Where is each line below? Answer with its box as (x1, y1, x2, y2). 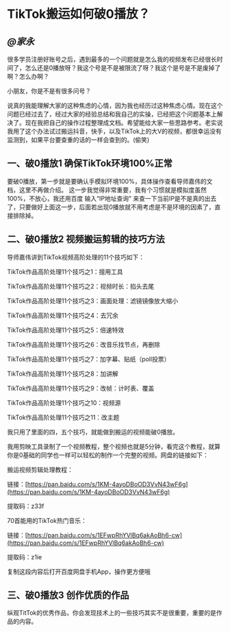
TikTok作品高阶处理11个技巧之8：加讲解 (7, 369, 118, 378)
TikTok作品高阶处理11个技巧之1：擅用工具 (7, 267, 123, 276)
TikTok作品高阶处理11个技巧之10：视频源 (7, 398, 121, 406)
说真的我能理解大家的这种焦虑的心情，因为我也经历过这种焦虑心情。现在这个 (7, 101, 223, 110)
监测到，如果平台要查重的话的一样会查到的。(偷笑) (7, 136, 150, 144)
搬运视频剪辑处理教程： (7, 465, 73, 474)
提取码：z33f (7, 502, 44, 510)
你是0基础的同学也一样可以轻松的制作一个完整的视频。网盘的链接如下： (7, 450, 209, 459)
